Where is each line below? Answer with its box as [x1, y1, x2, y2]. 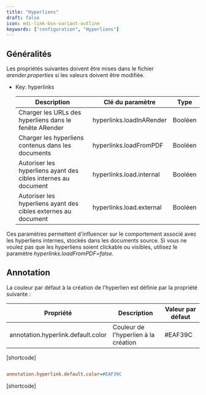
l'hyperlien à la [112, 330, 155, 339]
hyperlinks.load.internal [92, 170, 161, 179]
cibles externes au [18, 207, 72, 216]
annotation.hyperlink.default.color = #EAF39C [6, 371, 122, 377]
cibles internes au [18, 174, 70, 182]
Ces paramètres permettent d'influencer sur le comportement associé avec [6, 230, 197, 238]
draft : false [6, 15, 40, 21]
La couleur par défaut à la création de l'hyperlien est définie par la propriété [6, 284, 198, 291]
